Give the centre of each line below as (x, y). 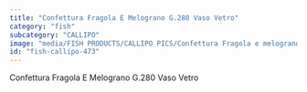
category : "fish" (42, 26)
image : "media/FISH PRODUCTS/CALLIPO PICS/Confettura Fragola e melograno (155, 43)
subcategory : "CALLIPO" (55, 35)
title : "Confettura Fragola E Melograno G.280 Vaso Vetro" (124, 18)
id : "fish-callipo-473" (55, 52)
